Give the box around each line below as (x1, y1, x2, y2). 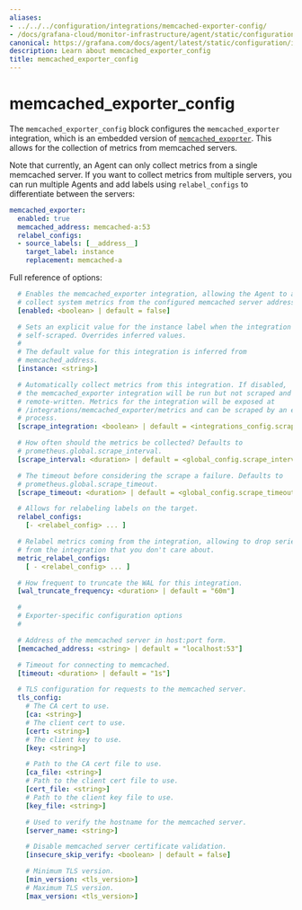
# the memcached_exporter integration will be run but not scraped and (17, 388, 292, 398)
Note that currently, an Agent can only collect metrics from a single (9, 159, 258, 171)
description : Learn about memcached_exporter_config (9, 47, 211, 56)
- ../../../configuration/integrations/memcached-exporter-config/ (9, 22, 268, 31)
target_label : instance (25, 248, 115, 257)
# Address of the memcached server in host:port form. (17, 635, 227, 645)
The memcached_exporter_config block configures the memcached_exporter (9, 123, 280, 134)
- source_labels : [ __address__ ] (17, 239, 139, 248)
